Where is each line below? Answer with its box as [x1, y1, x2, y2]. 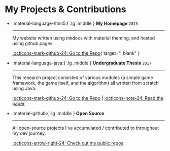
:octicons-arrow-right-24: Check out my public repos [12, 140, 124, 146]
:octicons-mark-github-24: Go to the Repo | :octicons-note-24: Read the [12, 95, 163, 101]
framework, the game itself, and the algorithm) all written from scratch [12, 80, 159, 86]
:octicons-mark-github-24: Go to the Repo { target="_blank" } [12, 50, 140, 56]
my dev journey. [12, 130, 46, 136]
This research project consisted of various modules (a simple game [12, 74, 153, 81]
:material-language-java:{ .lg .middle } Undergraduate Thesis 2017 [12, 60, 152, 66]
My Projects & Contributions [5, 4, 126, 15]
